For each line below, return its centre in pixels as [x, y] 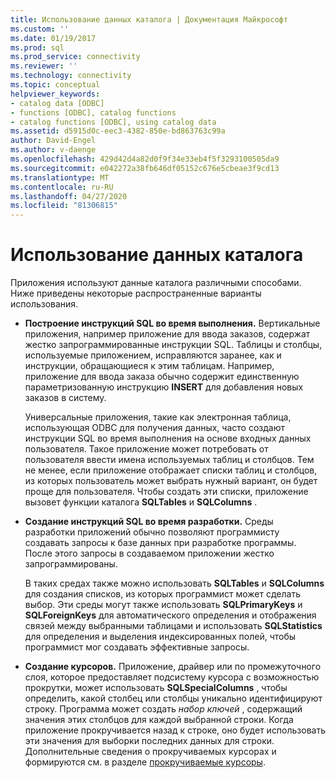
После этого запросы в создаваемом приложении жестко [149, 553]
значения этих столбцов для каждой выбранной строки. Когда [159, 720]
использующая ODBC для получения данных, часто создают [154, 428]
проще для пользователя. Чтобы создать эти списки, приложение [166, 492]
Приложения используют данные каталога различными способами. [156, 283]
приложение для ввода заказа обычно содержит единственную [162, 377]
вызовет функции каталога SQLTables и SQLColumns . [141, 502]
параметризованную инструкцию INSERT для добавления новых [164, 387]
